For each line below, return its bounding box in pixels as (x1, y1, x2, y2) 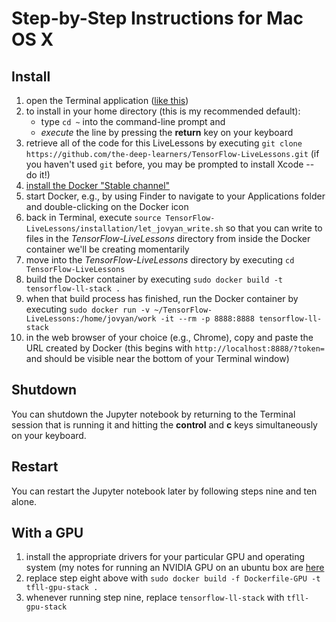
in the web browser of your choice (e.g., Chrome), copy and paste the (25, 332, 314, 343)
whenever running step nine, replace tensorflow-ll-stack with (25, 592, 285, 604)
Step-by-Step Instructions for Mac (11, 7, 304, 30)
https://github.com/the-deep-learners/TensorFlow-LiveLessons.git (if (25, 148, 320, 159)
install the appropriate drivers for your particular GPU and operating (25, 551, 306, 563)
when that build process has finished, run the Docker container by (25, 293, 299, 304)
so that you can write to (225, 222, 323, 234)
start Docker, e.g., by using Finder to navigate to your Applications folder (25, 190, 326, 202)
